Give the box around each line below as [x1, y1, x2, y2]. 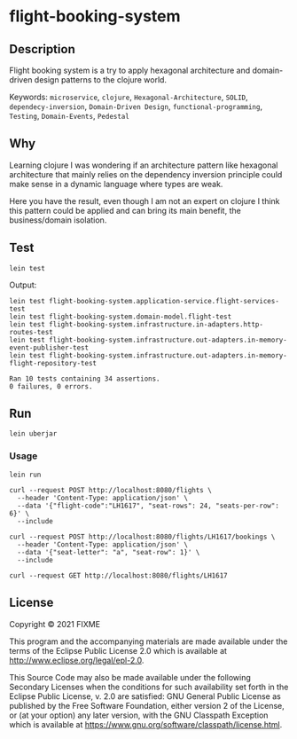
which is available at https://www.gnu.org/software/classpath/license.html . [9, 719, 283, 729]
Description [9, 42, 75, 57]
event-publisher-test [9, 343, 90, 352]
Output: [9, 279, 37, 290]
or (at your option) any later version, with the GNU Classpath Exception [9, 710, 269, 720]
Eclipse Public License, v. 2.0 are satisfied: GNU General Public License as [9, 690, 281, 702]
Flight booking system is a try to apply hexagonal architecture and [9, 65, 251, 75]
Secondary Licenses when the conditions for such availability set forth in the [9, 681, 289, 692]
